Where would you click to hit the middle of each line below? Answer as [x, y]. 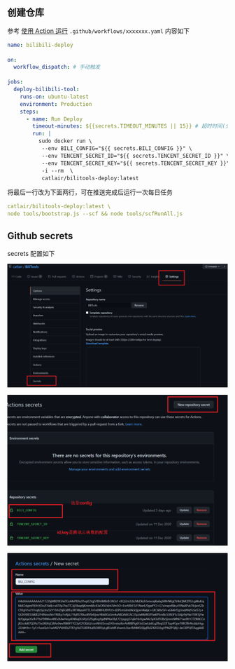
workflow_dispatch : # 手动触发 [57, 67]
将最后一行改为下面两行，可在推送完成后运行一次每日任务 [90, 192]
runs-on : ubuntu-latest [55, 97]
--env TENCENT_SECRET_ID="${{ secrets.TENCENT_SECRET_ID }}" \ [136, 156]
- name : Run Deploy [54, 119]
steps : [29, 111]
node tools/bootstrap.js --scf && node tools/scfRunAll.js [95, 214]
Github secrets [40, 236]
